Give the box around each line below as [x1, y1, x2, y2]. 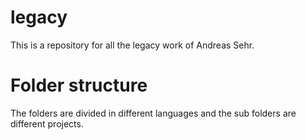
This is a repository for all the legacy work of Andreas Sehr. [10, 39, 255, 51]
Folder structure [10, 74, 148, 97]
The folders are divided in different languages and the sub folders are [10, 107, 297, 119]
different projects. [10, 117, 84, 130]
